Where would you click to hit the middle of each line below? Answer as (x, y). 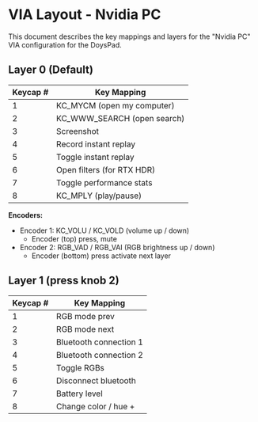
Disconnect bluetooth (97, 380)
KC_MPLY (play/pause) (99, 196)
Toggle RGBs (81, 367)
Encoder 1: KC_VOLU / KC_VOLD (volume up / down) (104, 230)
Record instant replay (96, 144)
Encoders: (26, 215)
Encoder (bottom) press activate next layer (101, 256)
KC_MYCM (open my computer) (116, 105)
